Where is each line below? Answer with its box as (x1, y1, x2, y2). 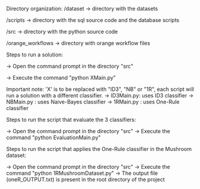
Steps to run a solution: (6, 51, 63, 58)
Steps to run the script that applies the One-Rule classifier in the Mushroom (6, 146, 192, 152)
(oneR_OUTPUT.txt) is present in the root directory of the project (6, 176, 165, 183)
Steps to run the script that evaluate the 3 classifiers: (6, 116, 136, 123)
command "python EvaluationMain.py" (6, 134, 101, 141)
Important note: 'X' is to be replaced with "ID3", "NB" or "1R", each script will (6, 86, 194, 93)
